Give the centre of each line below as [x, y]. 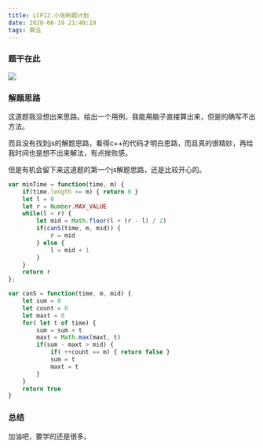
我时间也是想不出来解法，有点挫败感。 [70, 152]
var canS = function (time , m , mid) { [70, 294]
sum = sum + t [59, 330]
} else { [51, 243]
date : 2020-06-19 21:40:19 [52, 23]
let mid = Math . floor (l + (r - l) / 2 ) [102, 221]
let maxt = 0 [44, 315]
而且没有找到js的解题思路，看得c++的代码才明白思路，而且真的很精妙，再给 [131, 143]
